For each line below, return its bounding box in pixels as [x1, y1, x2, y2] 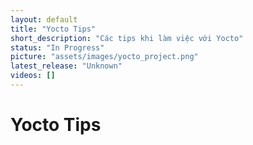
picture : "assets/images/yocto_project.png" [10, 52, 199, 62]
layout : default [10, 14, 78, 25]
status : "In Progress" [10, 42, 105, 53]
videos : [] [10, 71, 56, 81]
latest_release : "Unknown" [10, 61, 123, 71]
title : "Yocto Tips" [10, 24, 97, 34]
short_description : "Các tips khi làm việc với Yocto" [10, 33, 244, 43]
